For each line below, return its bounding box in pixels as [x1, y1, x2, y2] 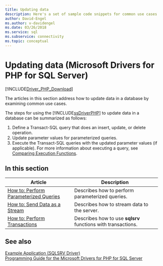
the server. [74, 207, 99, 214]
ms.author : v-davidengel [5, 20, 55, 26]
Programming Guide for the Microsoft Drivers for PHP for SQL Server [5, 255, 143, 261]
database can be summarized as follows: [5, 115, 87, 121]
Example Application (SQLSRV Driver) [5, 250, 81, 256]
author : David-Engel [5, 16, 47, 21]
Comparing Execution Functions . [12, 150, 78, 156]
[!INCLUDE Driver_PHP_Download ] [5, 86, 73, 92]
